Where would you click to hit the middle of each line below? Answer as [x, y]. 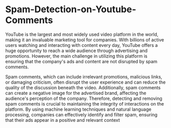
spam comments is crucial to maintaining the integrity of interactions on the [85, 104]
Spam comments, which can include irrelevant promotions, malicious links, [84, 76]
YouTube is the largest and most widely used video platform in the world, [82, 34]
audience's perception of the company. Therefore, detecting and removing [84, 98]
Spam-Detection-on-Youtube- [71, 9]
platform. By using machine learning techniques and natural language [78, 109]
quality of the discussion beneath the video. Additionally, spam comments [83, 87]
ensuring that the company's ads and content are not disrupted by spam [81, 61]
